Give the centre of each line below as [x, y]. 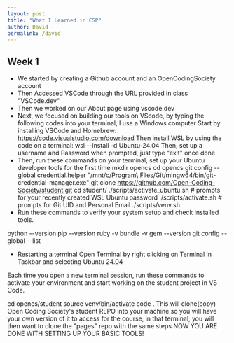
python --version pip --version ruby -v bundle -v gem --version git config [113, 233]
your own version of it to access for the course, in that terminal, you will [111, 318]
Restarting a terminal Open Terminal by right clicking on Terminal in [115, 254]
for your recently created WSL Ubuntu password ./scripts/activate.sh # [120, 197]
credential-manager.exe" [53, 183]
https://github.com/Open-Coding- [166, 183]
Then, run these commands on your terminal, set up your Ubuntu [111, 160]
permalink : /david [34, 33]
